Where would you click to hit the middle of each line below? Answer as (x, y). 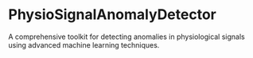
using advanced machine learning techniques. (84, 44)
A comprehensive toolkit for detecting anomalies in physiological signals (127, 37)
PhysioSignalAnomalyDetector (112, 15)
